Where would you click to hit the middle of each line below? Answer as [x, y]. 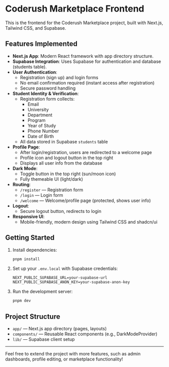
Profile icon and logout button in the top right [66, 158]
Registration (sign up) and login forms [59, 77]
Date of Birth [41, 136]
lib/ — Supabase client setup [44, 339]
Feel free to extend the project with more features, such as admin [73, 354]
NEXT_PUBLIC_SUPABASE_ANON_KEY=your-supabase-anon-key [71, 282]
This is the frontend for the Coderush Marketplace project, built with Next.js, [84, 23]
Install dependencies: [35, 250]
